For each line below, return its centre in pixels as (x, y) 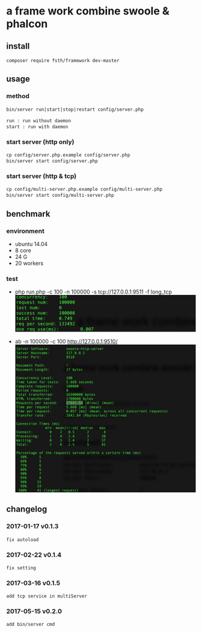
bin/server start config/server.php (52, 161)
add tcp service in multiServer (47, 596)
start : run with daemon (37, 127)
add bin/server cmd (31, 625)
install (18, 46)
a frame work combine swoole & (88, 11)
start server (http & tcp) (41, 176)
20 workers (29, 263)
